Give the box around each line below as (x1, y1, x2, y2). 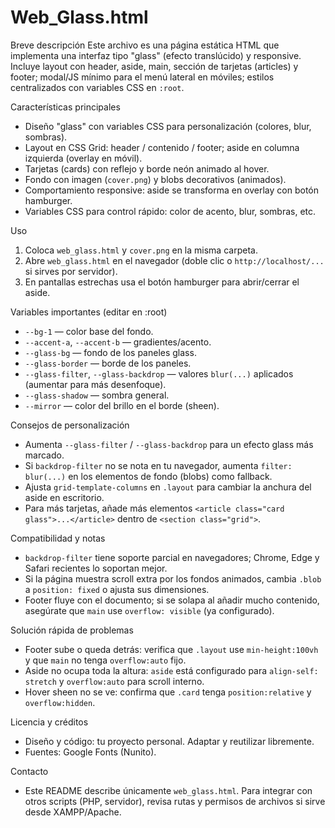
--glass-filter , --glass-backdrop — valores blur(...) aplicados (24, 367, 294, 380)
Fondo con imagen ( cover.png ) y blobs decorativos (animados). (24, 173, 287, 185)
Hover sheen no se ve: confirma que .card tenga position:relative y (24, 686, 312, 698)
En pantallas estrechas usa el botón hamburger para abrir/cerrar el (24, 276, 300, 288)
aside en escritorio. (24, 491, 105, 503)
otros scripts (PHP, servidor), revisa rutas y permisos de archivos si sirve (24, 795, 326, 807)
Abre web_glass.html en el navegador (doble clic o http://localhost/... (24, 254, 325, 266)
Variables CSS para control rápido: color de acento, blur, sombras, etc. (24, 205, 317, 217)
